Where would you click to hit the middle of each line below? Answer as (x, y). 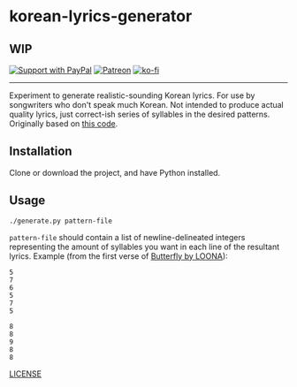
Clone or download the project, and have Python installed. (115, 172)
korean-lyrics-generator (101, 16)
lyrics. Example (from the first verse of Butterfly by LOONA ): (118, 256)
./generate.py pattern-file (61, 221)
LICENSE (26, 374)
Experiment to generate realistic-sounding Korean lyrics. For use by (132, 95)
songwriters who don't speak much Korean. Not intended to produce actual (147, 105)
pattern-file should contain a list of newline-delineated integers (127, 237)
